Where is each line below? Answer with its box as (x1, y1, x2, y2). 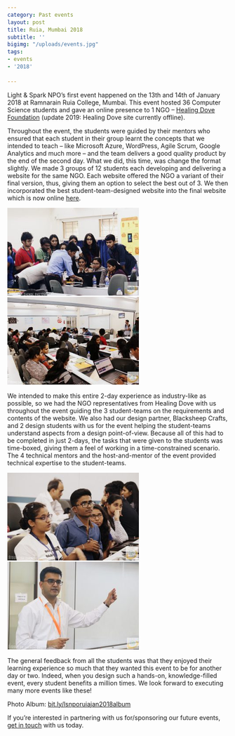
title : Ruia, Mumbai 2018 (7, 26, 83, 33)
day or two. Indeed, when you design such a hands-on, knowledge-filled (7, 671, 217, 680)
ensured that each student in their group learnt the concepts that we (7, 134, 205, 142)
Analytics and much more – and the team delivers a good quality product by (7, 149, 227, 157)
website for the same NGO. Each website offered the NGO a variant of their (7, 171, 224, 180)
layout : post (7, 18, 46, 26)
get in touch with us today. (7, 721, 84, 729)
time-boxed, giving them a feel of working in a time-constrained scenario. (7, 443, 220, 452)
